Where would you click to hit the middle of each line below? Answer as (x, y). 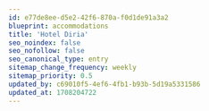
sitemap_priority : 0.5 (50, 76)
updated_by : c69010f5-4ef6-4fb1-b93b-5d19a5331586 (104, 84)
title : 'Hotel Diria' (49, 34)
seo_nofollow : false (47, 51)
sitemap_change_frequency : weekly (73, 68)
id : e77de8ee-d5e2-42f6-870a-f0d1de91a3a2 (88, 17)
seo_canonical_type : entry (59, 59)
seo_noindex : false (45, 43)
